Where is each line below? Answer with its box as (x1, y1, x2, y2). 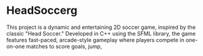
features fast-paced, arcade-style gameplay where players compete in (6, 36, 185, 43)
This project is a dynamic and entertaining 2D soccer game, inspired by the (6, 23, 196, 31)
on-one (6, 43, 25, 50)
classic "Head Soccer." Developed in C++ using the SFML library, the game (6, 30, 196, 37)
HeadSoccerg (6, 4, 78, 17)
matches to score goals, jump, (26, 43, 103, 50)
